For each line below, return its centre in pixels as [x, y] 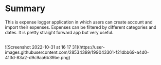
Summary [25, 9]
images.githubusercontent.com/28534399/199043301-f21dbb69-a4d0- [77, 52]
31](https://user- [89, 47]
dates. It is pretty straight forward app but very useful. [59, 32]
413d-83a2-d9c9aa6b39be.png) [38, 57]
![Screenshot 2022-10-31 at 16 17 [38, 47]
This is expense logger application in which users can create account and [79, 22]
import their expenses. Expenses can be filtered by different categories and [81, 27]
